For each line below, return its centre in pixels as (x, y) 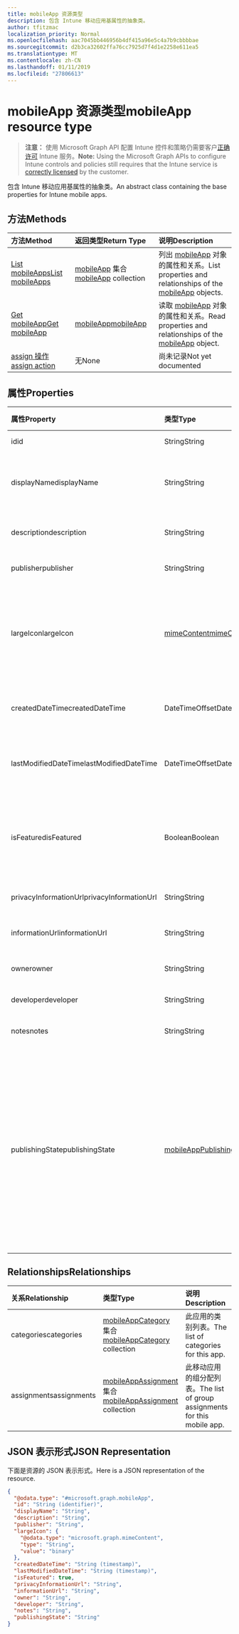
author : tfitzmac (33, 27)
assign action (33, 366)
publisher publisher (42, 568)
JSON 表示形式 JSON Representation (89, 1452)
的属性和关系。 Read (192, 316)
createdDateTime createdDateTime (68, 709)
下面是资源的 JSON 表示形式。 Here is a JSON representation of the (106, 1470)
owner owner (32, 969)
